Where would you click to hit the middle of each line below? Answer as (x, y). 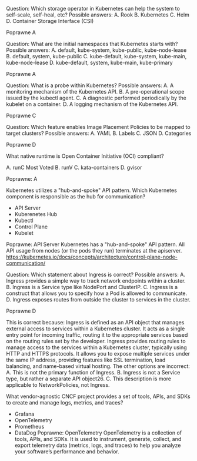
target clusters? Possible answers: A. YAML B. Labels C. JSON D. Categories (99, 133)
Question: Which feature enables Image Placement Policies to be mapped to (98, 127)
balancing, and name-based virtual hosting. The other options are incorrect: (98, 366)
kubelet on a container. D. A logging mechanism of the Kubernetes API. (92, 104)
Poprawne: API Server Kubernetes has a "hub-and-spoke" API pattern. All (96, 244)
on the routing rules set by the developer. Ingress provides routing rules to (96, 341)
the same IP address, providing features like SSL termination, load (86, 360)
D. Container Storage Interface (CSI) (50, 21)
